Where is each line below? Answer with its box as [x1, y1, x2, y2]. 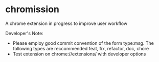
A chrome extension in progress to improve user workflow [5, 20, 128, 26]
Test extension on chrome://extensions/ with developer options [12, 51, 146, 57]
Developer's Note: [5, 30, 43, 36]
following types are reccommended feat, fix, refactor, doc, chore [12, 45, 149, 51]
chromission [5, 4, 60, 15]
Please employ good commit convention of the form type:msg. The [12, 40, 154, 46]
